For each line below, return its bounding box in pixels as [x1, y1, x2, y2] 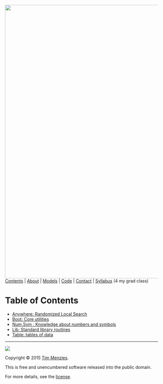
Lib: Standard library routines [12, 326, 70, 332]
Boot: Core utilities [12, 316, 49, 322]
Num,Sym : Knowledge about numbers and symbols [12, 321, 116, 327]
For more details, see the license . [5, 373, 71, 379]
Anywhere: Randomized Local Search [12, 311, 87, 317]
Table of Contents [5, 295, 79, 306]
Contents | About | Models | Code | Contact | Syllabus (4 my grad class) [5, 278, 149, 284]
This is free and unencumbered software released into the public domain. [5, 364, 152, 370]
